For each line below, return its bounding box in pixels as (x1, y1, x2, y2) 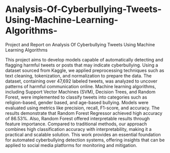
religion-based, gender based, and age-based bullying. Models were (5, 99, 149, 105)
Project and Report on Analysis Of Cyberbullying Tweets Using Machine (5, 41, 155, 47)
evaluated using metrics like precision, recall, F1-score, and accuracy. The (5, 105, 160, 111)
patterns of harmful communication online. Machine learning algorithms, (5, 83, 156, 89)
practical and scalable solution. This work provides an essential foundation (5, 131, 161, 137)
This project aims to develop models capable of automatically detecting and (5, 56, 163, 62)
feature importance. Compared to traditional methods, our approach (5, 121, 147, 127)
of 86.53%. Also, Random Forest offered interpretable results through (5, 115, 150, 121)
